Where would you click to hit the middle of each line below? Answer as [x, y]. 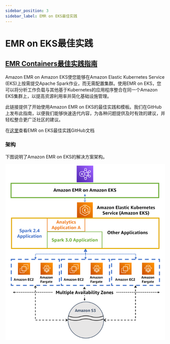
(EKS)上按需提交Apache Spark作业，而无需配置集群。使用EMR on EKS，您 [83, 83]
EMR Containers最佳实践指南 [52, 64]
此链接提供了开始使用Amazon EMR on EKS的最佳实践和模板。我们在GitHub [83, 107]
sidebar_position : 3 [27, 11]
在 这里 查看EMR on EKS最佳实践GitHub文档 [50, 130]
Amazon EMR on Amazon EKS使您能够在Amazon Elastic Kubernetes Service [85, 77]
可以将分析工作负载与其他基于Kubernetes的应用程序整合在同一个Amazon [81, 89]
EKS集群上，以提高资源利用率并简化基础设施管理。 [58, 96]
